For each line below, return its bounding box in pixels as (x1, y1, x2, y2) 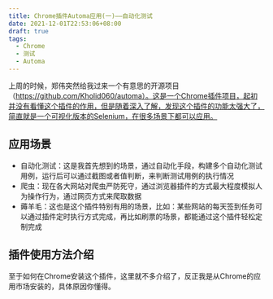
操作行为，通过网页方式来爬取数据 (27, 191, 142, 200)
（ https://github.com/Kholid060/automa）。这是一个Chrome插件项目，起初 (8, 90, 258, 100)
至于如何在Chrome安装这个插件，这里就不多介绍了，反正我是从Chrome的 (8, 270, 254, 281)
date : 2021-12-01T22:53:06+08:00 (8, 20, 122, 28)
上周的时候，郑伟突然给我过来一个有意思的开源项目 (8, 81, 180, 90)
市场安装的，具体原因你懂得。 (15, 281, 115, 291)
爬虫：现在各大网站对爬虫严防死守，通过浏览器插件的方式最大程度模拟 (19, 181, 256, 191)
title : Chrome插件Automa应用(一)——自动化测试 (8, 11, 153, 20)
